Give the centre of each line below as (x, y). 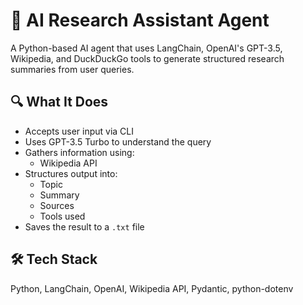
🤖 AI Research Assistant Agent (140, 20)
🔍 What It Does (59, 102)
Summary (59, 195)
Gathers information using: (79, 152)
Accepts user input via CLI (79, 131)
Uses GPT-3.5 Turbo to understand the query (118, 141)
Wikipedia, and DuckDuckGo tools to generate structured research (147, 58)
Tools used (62, 216)
